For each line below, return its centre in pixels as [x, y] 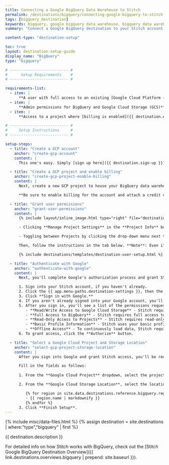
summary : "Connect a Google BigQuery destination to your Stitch [75, 29]
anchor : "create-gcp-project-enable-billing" [63, 177]
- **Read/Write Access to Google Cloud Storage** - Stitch [89, 310]
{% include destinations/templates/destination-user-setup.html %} [91, 254]
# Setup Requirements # [39, 75]
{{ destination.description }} [34, 437]
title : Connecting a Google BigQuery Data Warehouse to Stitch [73, 10]
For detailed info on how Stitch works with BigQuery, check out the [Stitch [82, 447]
